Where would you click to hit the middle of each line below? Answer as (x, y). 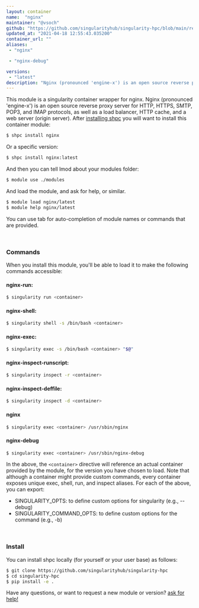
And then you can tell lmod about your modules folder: (73, 169)
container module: (28, 124)
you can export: (25, 489)
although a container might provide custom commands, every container (94, 477)
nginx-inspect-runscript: (38, 363)
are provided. (23, 225)
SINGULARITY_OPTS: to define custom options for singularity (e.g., (97, 501)
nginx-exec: (21, 337)
